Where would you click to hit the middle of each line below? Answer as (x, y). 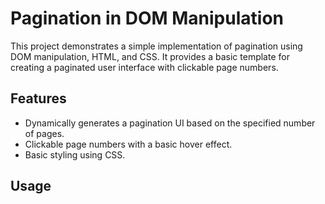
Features (38, 98)
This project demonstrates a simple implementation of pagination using (156, 46)
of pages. (44, 133)
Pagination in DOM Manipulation (147, 18)
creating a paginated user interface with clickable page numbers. (144, 67)
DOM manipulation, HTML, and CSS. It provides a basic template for (150, 56)
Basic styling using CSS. (75, 154)
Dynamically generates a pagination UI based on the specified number (170, 123)
